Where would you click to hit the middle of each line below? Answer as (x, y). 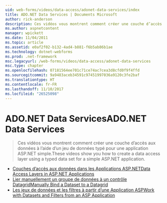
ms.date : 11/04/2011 (27, 38)
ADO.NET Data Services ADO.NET (76, 119)
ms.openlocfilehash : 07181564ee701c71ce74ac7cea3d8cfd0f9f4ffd (72, 71)
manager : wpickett (24, 33)
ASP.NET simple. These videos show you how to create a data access (89, 154)
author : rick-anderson (29, 19)
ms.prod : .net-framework (31, 56)
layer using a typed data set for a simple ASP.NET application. (81, 159)
